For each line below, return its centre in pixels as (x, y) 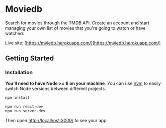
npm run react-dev (24, 107)
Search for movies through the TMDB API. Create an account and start (77, 23)
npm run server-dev (25, 111)
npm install (17, 97)
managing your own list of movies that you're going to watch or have (75, 28)
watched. (15, 33)
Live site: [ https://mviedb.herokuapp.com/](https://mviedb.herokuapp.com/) (83, 43)
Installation (19, 73)
